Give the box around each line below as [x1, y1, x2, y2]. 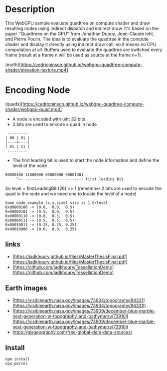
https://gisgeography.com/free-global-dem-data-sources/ [12, 329, 133, 335]
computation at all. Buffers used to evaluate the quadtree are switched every [5, 46, 163, 52]
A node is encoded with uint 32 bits [12, 116, 86, 122]
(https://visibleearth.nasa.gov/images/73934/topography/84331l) [12, 302, 146, 308]
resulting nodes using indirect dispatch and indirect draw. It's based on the [5, 25, 159, 31]
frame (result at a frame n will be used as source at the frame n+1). [5, 51, 143, 58]
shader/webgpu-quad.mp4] [5, 106, 62, 112]
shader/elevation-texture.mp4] [5, 66, 68, 73]
